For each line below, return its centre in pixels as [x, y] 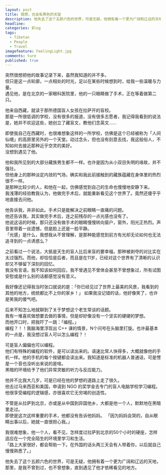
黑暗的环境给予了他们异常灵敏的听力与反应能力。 [55, 370]
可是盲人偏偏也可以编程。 [31, 345]
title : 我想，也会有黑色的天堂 [33, 14]
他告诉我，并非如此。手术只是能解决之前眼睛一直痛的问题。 [66, 210]
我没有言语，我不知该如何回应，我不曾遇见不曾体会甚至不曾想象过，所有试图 [83, 270]
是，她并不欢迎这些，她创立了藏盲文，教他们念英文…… [61, 123]
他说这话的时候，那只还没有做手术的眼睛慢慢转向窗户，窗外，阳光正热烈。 [81, 222]
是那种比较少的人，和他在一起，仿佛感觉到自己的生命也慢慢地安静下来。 [79, 187]
